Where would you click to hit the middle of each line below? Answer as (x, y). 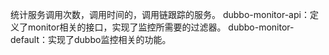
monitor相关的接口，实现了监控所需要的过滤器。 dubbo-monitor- (161, 27)
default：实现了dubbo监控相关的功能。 (91, 39)
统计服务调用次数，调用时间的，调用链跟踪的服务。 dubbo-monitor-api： (160, 14)
